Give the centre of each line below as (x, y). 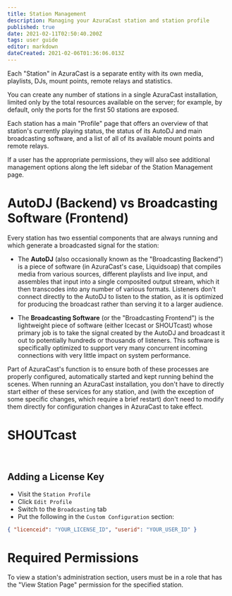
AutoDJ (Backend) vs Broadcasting (112, 203)
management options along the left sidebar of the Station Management (110, 167)
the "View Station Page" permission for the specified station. (96, 585)
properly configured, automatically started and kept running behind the (110, 376)
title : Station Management (47, 14)
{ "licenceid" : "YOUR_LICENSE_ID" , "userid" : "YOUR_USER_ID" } (102, 530)
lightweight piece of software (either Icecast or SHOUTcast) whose (115, 325)
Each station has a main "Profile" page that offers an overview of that (108, 123)
